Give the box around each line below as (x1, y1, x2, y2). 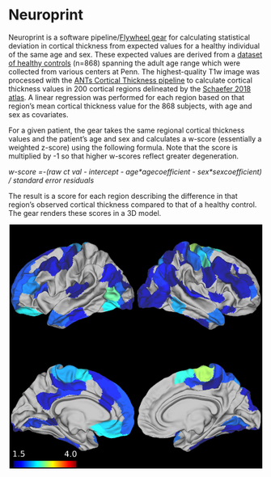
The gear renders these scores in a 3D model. (8, 208, 162, 217)
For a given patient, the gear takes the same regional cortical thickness (8, 125, 245, 135)
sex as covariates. (8, 109, 69, 119)
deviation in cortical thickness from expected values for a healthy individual (8, 40, 260, 50)
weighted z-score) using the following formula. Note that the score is (8, 142, 239, 152)
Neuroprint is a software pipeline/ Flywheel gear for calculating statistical (8, 32, 251, 42)
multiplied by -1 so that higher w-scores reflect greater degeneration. (8, 151, 239, 161)
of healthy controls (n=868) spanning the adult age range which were (8, 58, 241, 68)
